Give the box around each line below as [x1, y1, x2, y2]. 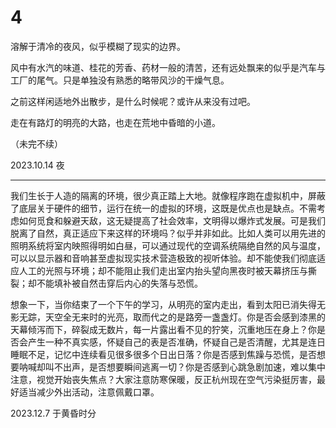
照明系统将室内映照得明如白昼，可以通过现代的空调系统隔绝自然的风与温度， [10, 239, 326, 251]
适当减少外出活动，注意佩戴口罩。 [18, 386, 160, 398]
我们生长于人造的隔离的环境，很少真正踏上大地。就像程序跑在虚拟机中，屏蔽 [10, 189, 326, 201]
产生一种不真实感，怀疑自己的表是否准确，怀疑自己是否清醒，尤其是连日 [27, 336, 326, 348]
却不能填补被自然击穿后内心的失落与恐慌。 [27, 277, 203, 289]
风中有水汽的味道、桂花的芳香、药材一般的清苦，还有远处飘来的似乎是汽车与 [10, 61, 326, 73]
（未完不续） [10, 137, 63, 150]
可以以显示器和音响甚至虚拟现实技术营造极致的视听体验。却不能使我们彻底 [10, 252, 317, 264]
